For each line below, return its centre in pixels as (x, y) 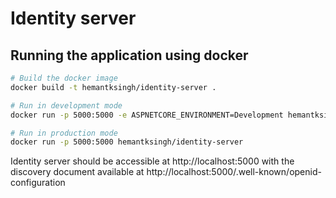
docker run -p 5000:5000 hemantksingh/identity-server (127, 142)
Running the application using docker (129, 55)
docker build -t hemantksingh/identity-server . (113, 87)
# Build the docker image (64, 78)
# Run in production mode (64, 133)
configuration (38, 183)
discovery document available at (77, 172)
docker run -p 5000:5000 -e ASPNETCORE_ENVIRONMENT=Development (147, 115)
